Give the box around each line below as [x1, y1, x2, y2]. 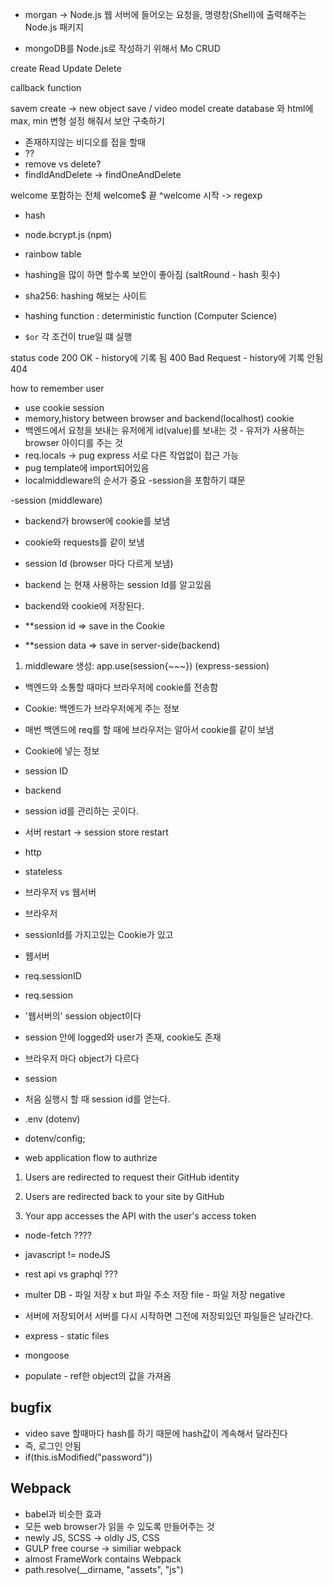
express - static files [24, 1330, 110, 1342]
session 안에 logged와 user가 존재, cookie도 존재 [24, 1031, 222, 1043]
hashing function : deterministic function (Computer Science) [24, 310, 278, 322]
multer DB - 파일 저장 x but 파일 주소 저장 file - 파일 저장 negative [24, 1289, 286, 1300]
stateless [24, 866, 63, 877]
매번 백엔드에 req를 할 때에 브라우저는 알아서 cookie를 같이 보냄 [24, 724, 275, 735]
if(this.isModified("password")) [24, 1451, 153, 1463]
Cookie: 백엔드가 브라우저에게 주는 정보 [24, 703, 180, 714]
